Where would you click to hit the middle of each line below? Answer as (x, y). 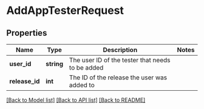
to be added (86, 68)
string (54, 64)
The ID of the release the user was (118, 78)
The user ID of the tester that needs (120, 60)
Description (120, 50)
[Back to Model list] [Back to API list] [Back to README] (76, 100)
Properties (27, 33)
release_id (25, 81)
